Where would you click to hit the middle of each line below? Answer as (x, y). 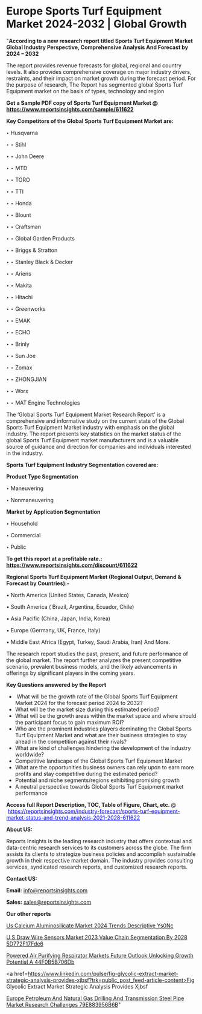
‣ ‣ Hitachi (20, 297)
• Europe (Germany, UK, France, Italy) (53, 630)
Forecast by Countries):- (38, 583)
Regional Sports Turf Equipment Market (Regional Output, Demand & (94, 577)
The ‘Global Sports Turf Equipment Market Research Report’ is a (86, 414)
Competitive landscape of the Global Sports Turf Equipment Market (99, 761)
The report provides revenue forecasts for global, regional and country (94, 65)
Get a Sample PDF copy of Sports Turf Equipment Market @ (82, 103)
